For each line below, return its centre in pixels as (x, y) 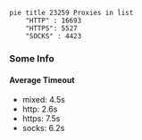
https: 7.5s (41, 119)
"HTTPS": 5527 (51, 29)
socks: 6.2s (43, 128)
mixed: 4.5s (43, 100)
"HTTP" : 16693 (54, 21)
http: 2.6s (40, 109)
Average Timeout (42, 79)
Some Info (32, 58)
